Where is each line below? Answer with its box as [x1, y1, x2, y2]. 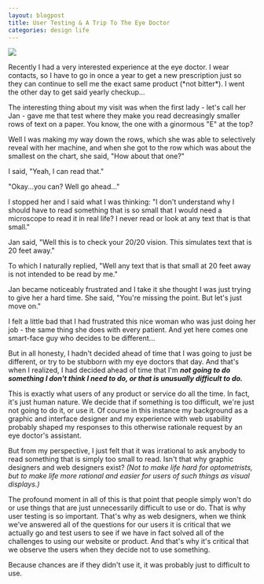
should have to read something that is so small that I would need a [8, 205, 222, 215]
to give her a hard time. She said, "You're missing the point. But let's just [8, 293, 242, 303]
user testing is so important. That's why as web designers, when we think [8, 512, 247, 521]
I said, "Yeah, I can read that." [8, 167, 104, 176]
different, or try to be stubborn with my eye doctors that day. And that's [8, 357, 240, 367]
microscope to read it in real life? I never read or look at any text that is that [8, 214, 251, 224]
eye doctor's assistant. [8, 431, 82, 441]
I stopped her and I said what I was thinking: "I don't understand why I [8, 198, 235, 207]
